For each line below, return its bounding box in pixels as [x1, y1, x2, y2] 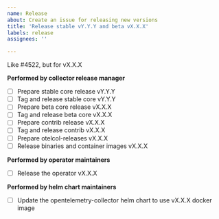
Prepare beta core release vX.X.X [16, 103, 112, 111]
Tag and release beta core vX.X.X [16, 111, 113, 119]
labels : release [7, 29, 54, 36]
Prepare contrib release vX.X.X [16, 118, 105, 127]
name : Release [7, 10, 48, 17]
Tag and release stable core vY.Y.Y [16, 95, 116, 103]
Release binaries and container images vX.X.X [16, 142, 148, 150]
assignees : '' [7, 36, 48, 43]
